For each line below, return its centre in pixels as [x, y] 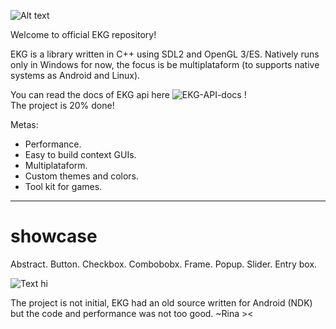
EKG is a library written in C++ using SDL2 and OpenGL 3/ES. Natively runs [165, 54]
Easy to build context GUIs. [80, 154]
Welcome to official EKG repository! [83, 34]
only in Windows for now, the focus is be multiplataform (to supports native [165, 64]
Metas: [24, 124]
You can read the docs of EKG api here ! [128, 94]
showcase [54, 236]
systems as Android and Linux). [75, 75]
